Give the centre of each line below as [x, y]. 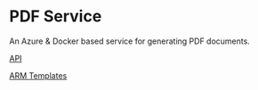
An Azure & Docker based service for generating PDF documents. [130, 41]
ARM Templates [38, 75]
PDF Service [56, 16]
